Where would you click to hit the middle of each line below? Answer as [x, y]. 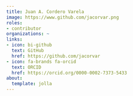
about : [14, 78]
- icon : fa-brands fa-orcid [41, 61]
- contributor [24, 28]
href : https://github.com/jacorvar [56, 56]
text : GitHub [28, 51]
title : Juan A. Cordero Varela [45, 12]
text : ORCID [27, 67]
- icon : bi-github [29, 45]
